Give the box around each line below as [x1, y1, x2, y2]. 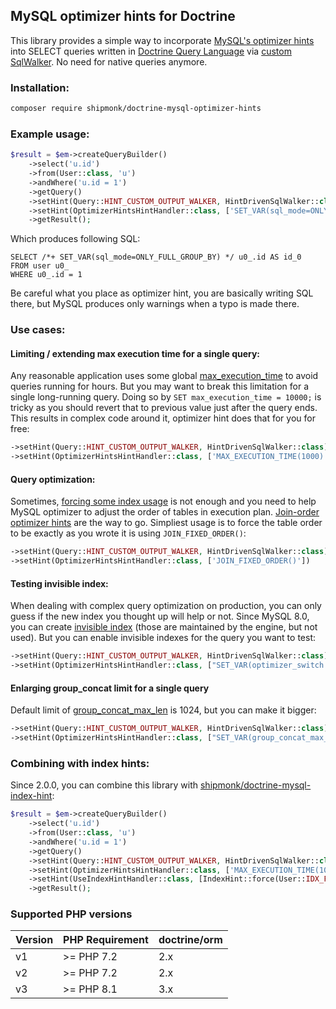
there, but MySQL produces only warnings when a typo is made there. [10, 298, 300, 310]
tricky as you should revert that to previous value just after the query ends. [10, 402, 318, 414]
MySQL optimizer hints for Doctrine [10, 8, 236, 25]
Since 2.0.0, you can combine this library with [10, 779, 199, 791]
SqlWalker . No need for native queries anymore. [10, 55, 208, 68]
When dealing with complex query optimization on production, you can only [10, 600, 322, 612]
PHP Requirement [63, 933, 149, 947]
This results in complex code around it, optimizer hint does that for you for [10, 412, 316, 424]
